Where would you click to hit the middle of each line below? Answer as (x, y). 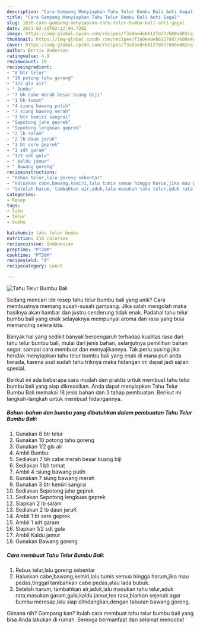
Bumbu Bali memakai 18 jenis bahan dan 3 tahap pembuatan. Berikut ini (94, 393)
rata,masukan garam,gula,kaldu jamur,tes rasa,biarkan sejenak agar (98, 595)
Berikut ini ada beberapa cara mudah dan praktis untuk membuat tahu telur (99, 380)
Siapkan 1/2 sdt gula (40, 528)
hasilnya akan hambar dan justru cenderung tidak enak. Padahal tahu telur (98, 312)
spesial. (16, 368)
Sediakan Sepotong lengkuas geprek (61, 497)
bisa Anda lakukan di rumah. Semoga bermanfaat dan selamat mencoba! (96, 619)
